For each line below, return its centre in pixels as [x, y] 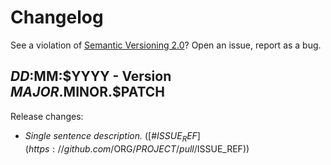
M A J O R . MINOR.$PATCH [88, 92]
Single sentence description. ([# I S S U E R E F [111, 136]
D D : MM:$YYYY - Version [91, 76]
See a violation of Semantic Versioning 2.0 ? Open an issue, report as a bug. [166, 45]
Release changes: [47, 116]
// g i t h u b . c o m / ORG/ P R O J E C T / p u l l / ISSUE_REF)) [153, 148]
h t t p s [39, 148]
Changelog [57, 17]
